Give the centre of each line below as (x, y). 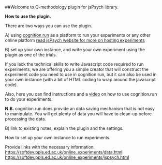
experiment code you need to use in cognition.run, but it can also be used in (81, 74)
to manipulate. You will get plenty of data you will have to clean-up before (78, 114)
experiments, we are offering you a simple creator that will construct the (77, 69)
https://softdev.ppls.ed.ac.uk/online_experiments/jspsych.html (67, 157)
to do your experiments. (29, 99)
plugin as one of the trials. (31, 55)
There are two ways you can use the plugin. (49, 26)
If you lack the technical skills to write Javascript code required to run (74, 64)
